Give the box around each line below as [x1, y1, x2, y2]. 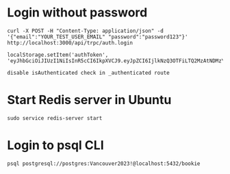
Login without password [7, 5, 148, 21]
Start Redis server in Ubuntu [7, 92, 172, 108]
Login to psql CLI [7, 138, 104, 153]
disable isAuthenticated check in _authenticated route [7, 69, 170, 76]
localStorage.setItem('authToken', [7, 51, 109, 58]
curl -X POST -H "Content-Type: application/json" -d [7, 27, 164, 34]
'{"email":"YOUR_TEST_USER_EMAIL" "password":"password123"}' [7, 33, 188, 40]
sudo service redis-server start [7, 114, 103, 121]
